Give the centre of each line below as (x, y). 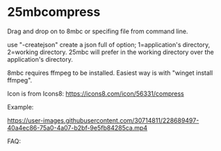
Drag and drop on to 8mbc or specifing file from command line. (98, 31)
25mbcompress (54, 12)
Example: (21, 107)
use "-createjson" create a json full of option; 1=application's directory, (109, 44)
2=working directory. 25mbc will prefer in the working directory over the (110, 52)
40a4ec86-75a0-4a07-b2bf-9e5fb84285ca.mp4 (77, 127)
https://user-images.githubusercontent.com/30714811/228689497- (103, 120)
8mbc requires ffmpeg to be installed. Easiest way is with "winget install (110, 73)
